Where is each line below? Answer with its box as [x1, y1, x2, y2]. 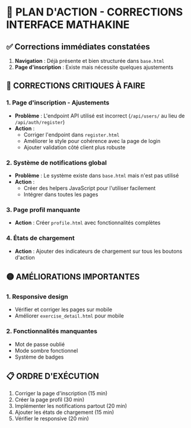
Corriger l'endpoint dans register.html [23, 131, 120, 138]
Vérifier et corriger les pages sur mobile [14, 306, 113, 313]
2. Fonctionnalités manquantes [6, 327, 98, 335]
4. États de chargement [6, 234, 75, 242]
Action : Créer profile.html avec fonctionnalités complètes [14, 219, 161, 226]
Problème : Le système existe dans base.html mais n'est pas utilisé [14, 172, 179, 179]
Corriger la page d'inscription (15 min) [14, 390, 108, 397]
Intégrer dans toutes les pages [23, 191, 98, 198]
